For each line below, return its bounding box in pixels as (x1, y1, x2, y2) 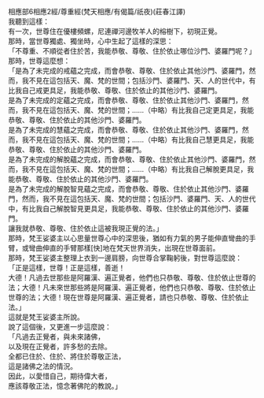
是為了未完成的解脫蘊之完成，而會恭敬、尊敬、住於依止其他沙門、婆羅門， (8, 154, 249, 164)
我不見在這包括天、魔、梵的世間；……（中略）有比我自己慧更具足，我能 (21, 135, 255, 144)
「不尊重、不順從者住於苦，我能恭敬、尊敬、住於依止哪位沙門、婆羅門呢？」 (8, 46, 256, 55)
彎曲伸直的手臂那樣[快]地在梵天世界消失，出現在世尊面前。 (28, 244, 220, 252)
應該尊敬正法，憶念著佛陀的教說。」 (8, 381, 122, 390)
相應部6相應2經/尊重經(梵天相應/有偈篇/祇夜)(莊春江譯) (8, 7, 186, 16)
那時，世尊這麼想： (8, 56, 71, 65)
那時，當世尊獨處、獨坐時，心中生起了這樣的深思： (8, 36, 174, 46)
